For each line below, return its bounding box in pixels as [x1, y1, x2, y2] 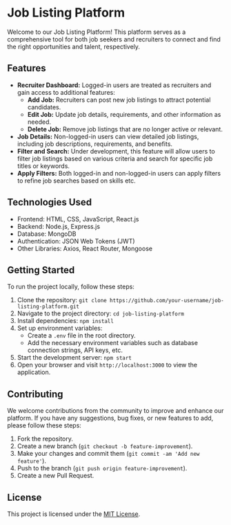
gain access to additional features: [17, 88, 115, 96]
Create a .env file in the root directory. [27, 331, 136, 340]
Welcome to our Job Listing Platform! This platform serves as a [7, 28, 186, 36]
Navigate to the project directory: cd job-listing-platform [17, 309, 185, 317]
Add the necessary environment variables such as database [27, 339, 199, 347]
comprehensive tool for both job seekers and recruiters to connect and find [7, 35, 221, 43]
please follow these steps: [7, 421, 81, 430]
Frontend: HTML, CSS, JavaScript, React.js [17, 214, 139, 223]
